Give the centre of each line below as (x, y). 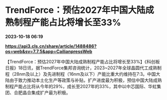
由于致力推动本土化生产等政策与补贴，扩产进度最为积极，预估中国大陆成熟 (85, 80)
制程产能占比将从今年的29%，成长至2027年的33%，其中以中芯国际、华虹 (81, 86)
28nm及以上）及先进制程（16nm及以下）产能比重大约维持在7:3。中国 (85, 74)
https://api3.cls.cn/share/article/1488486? (51, 46)
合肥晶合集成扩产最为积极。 (42, 93)
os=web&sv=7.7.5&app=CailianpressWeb (49, 51)
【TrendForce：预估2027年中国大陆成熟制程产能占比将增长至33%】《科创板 (83, 61)
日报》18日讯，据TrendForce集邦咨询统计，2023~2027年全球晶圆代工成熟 (81, 68)
